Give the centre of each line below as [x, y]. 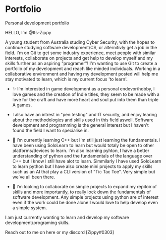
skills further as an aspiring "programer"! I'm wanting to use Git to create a [81, 63]
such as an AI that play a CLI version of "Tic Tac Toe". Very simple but [83, 171]
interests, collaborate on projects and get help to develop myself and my [79, 58]
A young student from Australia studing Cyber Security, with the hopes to [80, 42]
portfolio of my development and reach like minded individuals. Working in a [83, 69]
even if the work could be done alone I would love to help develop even [85, 202]
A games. [22, 105]
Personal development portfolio [37, 23]
